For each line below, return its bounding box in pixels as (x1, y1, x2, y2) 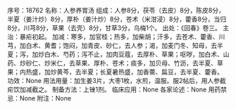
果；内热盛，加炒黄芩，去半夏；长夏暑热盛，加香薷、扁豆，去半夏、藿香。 (7, 68, 223, 76)
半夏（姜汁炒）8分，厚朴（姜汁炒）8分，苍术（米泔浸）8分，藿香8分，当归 (7, 15, 227, 23)
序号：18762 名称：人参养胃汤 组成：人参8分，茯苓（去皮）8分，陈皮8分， (7, 6, 225, 14)
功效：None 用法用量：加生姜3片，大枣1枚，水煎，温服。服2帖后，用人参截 (7, 77, 227, 84)
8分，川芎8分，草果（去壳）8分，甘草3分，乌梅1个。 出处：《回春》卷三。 (7, 24, 222, 32)
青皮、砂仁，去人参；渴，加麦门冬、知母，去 (87, 41, 217, 49)
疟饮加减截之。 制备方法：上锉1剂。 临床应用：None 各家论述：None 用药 (7, 85, 221, 94)
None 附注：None (19, 94, 72, 102)
